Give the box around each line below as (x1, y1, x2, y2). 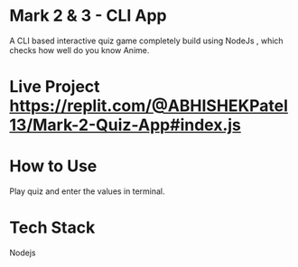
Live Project (9, 77, 101, 97)
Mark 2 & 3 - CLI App (9, 5, 167, 26)
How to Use (9, 156, 98, 177)
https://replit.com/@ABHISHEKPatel (9, 96, 289, 116)
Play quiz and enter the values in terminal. (9, 186, 165, 197)
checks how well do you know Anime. (9, 44, 150, 55)
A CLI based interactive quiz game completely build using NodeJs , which (9, 35, 284, 46)
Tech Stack (9, 217, 96, 238)
